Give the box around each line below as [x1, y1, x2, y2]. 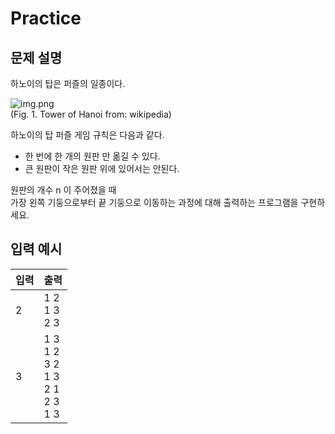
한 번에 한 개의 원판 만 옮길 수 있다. [24, 150, 161, 162]
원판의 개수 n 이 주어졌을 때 [10, 184, 117, 196]
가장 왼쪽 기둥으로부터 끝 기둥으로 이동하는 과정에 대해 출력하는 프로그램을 [10, 197, 299, 208]
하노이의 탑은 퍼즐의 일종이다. [10, 78, 126, 89]
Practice [10, 7, 82, 30]
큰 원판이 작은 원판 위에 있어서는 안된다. [24, 163, 180, 174]
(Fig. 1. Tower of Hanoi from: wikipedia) [10, 108, 172, 120]
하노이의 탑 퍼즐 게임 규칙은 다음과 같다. [10, 129, 165, 141]
